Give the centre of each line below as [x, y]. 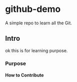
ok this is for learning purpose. [37, 50]
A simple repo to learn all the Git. [38, 23]
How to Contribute [25, 75]
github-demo [33, 9]
